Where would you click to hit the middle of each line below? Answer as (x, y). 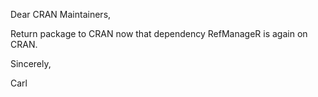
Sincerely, (31, 63)
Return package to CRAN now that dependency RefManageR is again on (159, 33)
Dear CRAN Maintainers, (61, 14)
